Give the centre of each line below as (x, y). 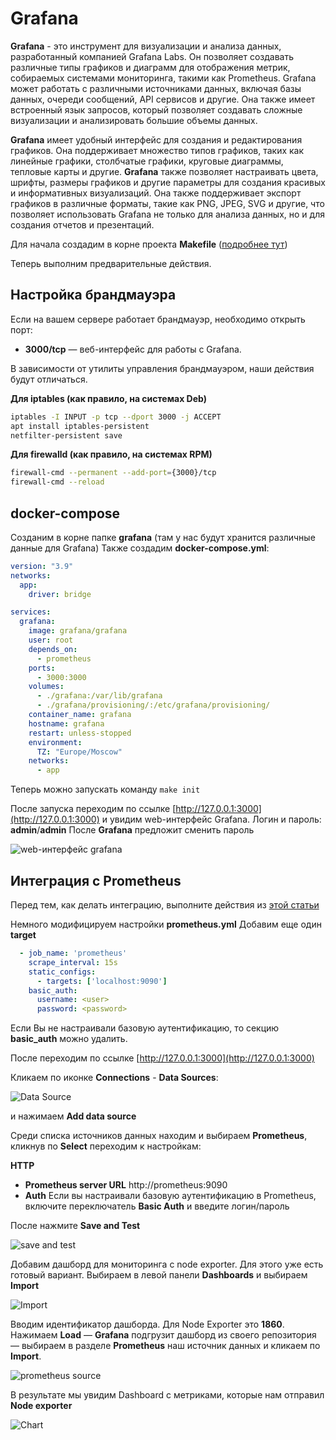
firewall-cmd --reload (57, 482)
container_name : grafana (80, 715)
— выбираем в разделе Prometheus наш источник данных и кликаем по (165, 1346)
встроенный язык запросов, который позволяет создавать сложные (156, 109)
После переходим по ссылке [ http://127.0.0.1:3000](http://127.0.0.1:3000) (162, 1058)
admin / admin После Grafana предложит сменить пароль (132, 830)
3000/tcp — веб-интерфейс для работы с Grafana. (133, 349)
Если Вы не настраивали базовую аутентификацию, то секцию (145, 1028)
